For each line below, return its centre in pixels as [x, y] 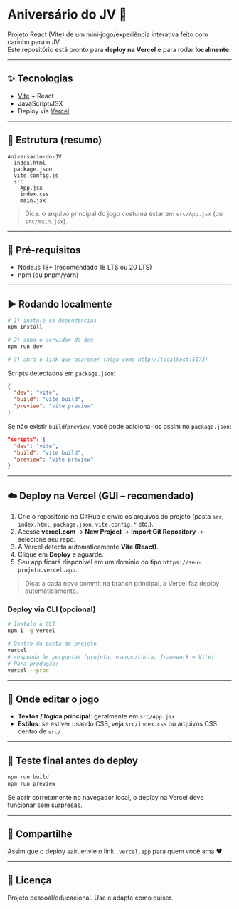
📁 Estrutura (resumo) [55, 140]
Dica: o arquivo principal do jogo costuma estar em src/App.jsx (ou [123, 213]
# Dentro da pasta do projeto [52, 644]
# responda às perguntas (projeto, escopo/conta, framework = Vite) [111, 657]
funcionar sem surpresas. [45, 805]
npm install [25, 327]
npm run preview [31, 784]
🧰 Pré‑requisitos [44, 250]
